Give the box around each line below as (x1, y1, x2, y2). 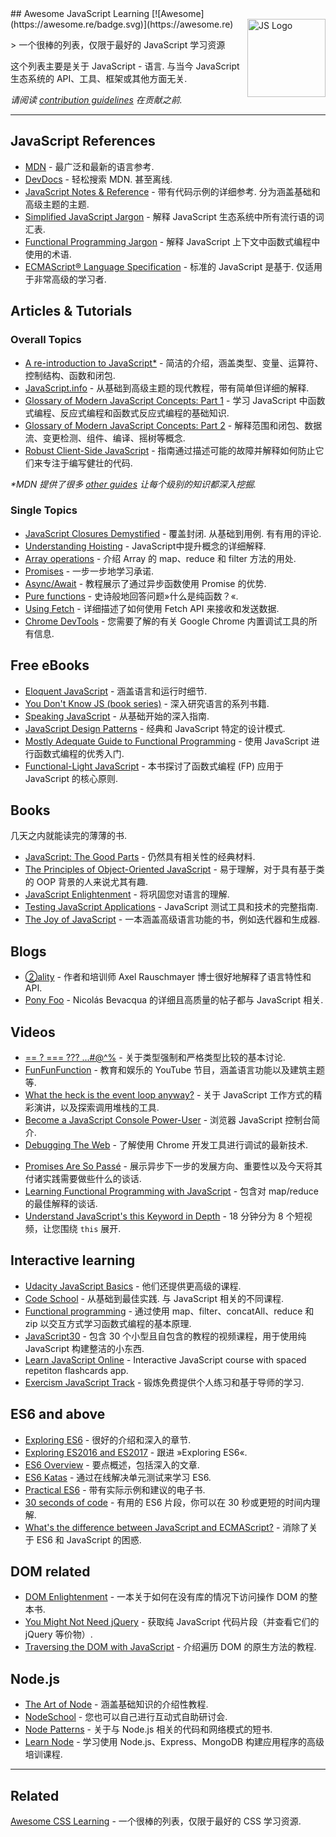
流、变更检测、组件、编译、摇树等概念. (24, 432, 186, 444)
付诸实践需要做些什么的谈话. (24, 1173, 142, 1185)
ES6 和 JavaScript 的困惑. (36, 1533, 142, 1546)
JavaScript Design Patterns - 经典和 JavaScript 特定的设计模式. (24, 722, 286, 734)
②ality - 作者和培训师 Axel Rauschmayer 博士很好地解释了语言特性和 (24, 971, 312, 983)
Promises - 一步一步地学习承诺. (24, 565, 155, 577)
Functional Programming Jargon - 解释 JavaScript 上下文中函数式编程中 (24, 235, 321, 247)
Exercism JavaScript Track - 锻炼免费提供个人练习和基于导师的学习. (24, 1376, 305, 1388)
